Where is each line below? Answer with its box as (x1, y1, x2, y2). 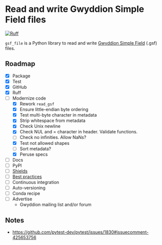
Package (12, 73, 31, 79)
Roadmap (5, 60, 36, 68)
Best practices (12, 174, 42, 180)
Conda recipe (12, 190, 41, 196)
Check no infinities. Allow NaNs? (19, 134, 87, 140)
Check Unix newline (19, 123, 61, 129)
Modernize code (12, 95, 46, 101)
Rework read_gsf (19, 101, 54, 107)
